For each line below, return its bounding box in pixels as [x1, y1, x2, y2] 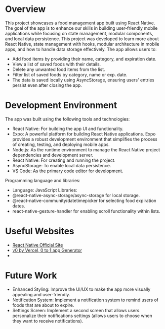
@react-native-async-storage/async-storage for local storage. [12, 192, 140, 198]
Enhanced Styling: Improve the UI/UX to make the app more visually [12, 286, 151, 292]
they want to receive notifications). [12, 318, 83, 324]
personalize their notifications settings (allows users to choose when [12, 313, 152, 319]
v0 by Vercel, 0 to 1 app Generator [12, 247, 82, 253]
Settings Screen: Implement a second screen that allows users [12, 307, 140, 313]
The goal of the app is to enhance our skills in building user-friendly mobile [5, 25, 158, 31]
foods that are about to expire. [12, 302, 74, 308]
